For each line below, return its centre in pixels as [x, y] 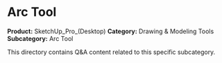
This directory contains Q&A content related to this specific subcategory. [111, 52]
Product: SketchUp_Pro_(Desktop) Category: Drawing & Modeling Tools [111, 31]
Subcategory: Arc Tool [40, 38]
